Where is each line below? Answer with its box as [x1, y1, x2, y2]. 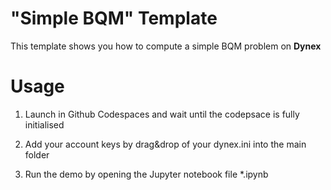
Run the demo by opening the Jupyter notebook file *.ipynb [24, 168, 269, 180]
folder [24, 148, 50, 161]
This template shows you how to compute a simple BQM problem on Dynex [10, 40, 322, 52]
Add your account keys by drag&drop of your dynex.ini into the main [24, 138, 307, 150]
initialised [24, 118, 65, 131]
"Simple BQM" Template [10, 7, 218, 30]
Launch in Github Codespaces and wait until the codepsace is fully [24, 108, 300, 120]
